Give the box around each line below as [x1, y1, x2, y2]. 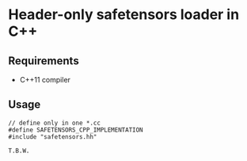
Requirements [8, 54, 79, 67]
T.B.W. [8, 147, 30, 155]
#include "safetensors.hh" [8, 132, 97, 140]
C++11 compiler [19, 75, 71, 84]
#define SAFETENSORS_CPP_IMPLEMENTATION [8, 125, 144, 134]
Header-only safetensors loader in [8, 6, 240, 24]
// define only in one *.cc [8, 119, 101, 127]
